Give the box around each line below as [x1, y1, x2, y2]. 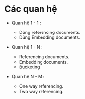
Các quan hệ [4, 3, 57, 15]
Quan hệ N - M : [11, 73, 45, 79]
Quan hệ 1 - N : [11, 44, 42, 50]
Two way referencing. [19, 88, 64, 94]
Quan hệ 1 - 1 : [11, 20, 41, 26]
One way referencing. [19, 83, 64, 89]
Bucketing [19, 64, 40, 70]
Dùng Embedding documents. [19, 34, 80, 40]
